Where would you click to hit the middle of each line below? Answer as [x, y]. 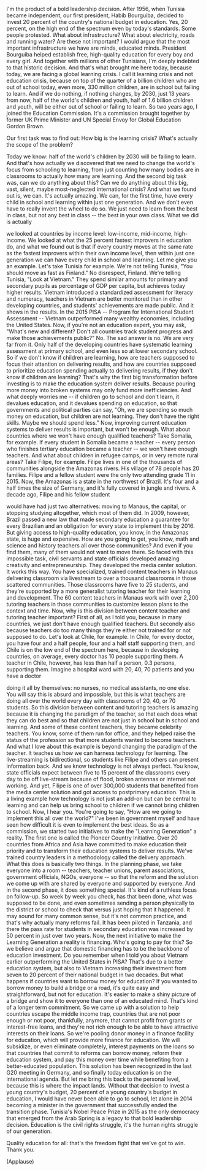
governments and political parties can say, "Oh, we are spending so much [100, 410]
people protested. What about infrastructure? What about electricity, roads [101, 35]
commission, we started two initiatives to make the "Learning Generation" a [102, 831]
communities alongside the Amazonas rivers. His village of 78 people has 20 [103, 468]
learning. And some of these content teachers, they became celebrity [94, 727]
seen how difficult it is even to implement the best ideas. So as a [87, 825]
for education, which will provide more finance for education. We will [93, 1040]
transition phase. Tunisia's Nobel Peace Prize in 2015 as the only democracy [103, 1111]
